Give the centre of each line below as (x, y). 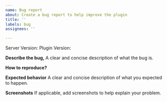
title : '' (16, 19)
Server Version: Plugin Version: (38, 48)
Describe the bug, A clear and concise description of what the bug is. (79, 58)
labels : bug (18, 24)
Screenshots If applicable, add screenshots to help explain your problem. (83, 93)
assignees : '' (21, 29)
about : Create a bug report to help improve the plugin (66, 15)
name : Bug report (24, 10)
